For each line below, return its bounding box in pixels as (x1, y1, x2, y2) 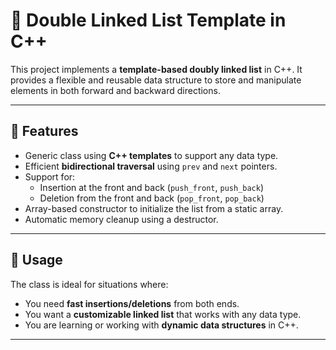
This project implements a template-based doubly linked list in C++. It (10, 63, 303, 75)
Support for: (24, 170, 76, 183)
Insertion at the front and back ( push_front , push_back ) (39, 181, 265, 193)
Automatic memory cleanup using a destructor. (24, 213, 219, 225)
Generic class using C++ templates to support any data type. (24, 149, 279, 161)
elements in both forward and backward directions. (10, 84, 221, 96)
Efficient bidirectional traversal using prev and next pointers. (24, 160, 278, 172)
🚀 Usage (10, 252, 63, 269)
